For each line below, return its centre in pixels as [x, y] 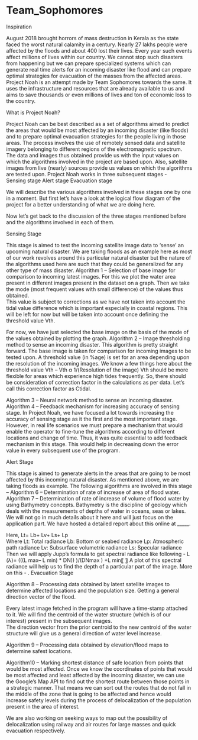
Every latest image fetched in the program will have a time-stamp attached [97, 608]
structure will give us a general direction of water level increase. [84, 633]
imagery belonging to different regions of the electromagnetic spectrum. [94, 149]
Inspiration [19, 27]
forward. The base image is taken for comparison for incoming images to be [99, 351]
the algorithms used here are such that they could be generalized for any [95, 264]
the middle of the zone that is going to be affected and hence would [89, 694]
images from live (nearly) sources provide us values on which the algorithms [99, 168]
